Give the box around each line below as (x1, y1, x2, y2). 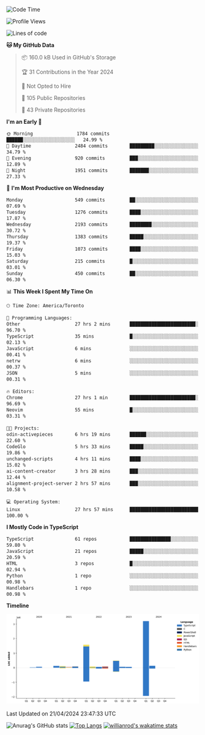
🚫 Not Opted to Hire (21, 83, 72, 89)
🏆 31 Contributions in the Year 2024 (21, 68, 114, 75)
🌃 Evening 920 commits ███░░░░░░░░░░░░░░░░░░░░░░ (6, 155, 199, 161)
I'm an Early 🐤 (6, 118, 42, 125)
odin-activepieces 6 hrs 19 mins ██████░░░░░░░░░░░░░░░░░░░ (6, 432, 199, 438)
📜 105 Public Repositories (21, 94, 86, 101)
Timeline (6, 602, 29, 609)
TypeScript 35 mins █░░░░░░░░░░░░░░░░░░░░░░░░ (6, 333, 199, 340)
